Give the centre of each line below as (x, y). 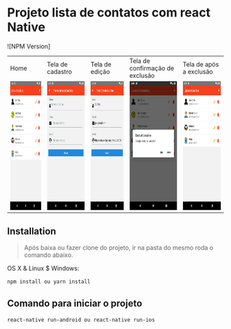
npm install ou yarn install (49, 282)
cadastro (59, 72)
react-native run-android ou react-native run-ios (81, 320)
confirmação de (152, 68)
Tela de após (201, 65)
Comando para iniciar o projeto (75, 303)
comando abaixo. (48, 255)
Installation (32, 231)
